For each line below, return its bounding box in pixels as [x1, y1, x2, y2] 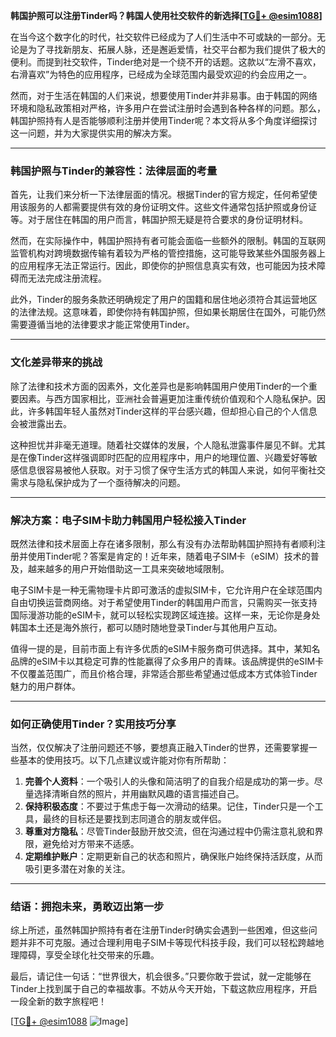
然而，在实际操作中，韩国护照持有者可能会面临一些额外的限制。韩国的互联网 [10, 235, 326, 247]
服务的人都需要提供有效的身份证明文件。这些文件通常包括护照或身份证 [27, 201, 317, 213]
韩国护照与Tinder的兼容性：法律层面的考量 [10, 164, 218, 178]
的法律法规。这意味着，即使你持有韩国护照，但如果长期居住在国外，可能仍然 [10, 306, 326, 318]
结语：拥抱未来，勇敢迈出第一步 [10, 900, 165, 914]
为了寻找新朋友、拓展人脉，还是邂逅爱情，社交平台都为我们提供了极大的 [27, 44, 326, 55]
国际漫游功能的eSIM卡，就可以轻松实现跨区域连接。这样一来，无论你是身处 [10, 609, 321, 621]
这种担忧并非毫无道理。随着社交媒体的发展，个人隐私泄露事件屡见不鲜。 [10, 439, 308, 451]
